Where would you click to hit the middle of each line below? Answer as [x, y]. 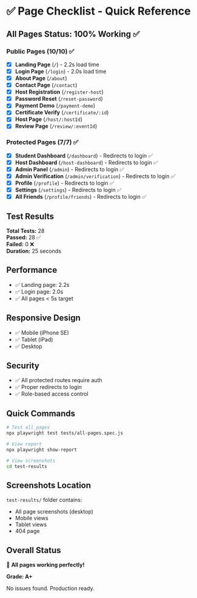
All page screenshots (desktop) [54, 512]
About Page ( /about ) [41, 78]
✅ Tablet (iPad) [34, 339]
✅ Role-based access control [52, 394]
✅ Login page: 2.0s [39, 291]
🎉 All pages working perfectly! [45, 565]
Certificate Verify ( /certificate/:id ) [62, 112]
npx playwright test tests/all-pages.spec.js [65, 433]
